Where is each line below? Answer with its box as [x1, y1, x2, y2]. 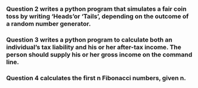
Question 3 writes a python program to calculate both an [6, 35, 172, 43]
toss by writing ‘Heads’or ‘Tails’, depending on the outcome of [6, 12, 189, 20]
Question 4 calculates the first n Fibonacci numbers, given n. [6, 74, 186, 82]
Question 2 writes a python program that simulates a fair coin [6, 5, 187, 13]
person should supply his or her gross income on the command [6, 50, 193, 58]
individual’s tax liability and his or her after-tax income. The [6, 43, 181, 51]
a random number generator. [6, 20, 91, 28]
